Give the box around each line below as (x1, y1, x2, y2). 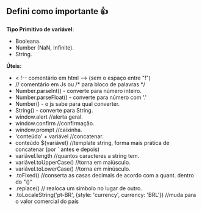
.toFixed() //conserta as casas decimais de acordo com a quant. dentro (15, 171, 194, 179)
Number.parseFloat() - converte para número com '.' (15, 94, 147, 101)
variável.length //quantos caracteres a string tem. (15, 152, 140, 159)
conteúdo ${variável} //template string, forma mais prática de (15, 139, 170, 146)
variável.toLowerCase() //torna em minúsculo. (15, 165, 131, 172)
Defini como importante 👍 (6, 6, 109, 17)
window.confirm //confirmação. (15, 119, 95, 127)
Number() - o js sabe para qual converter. (15, 100, 120, 107)
